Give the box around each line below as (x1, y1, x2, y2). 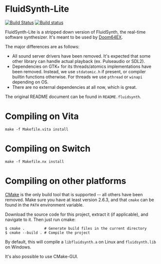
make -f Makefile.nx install (5, 159, 64, 164)
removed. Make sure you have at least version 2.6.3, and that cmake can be (5, 197, 154, 203)
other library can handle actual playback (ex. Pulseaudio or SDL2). (12, 58, 145, 64)
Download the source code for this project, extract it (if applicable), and (5, 211, 148, 217)
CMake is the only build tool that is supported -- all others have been (5, 191, 143, 197)
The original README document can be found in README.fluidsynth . (5, 94, 142, 100)
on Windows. (5, 244, 32, 250)
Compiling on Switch (5, 143, 91, 154)
